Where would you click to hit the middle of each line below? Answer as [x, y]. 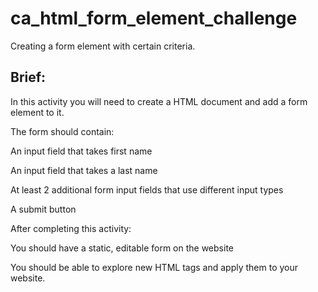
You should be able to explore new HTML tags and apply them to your [154, 267]
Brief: [28, 77]
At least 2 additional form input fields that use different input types [147, 189]
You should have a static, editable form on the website [122, 248]
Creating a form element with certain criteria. [103, 46]
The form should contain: [62, 131]
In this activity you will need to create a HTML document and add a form [159, 101]
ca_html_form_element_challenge [154, 18]
